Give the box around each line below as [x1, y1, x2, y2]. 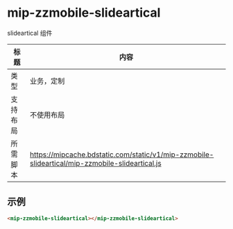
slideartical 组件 [7, 29, 53, 37]
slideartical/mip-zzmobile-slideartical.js [30, 158, 162, 168]
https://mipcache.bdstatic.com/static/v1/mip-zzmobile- [30, 150, 214, 159]
